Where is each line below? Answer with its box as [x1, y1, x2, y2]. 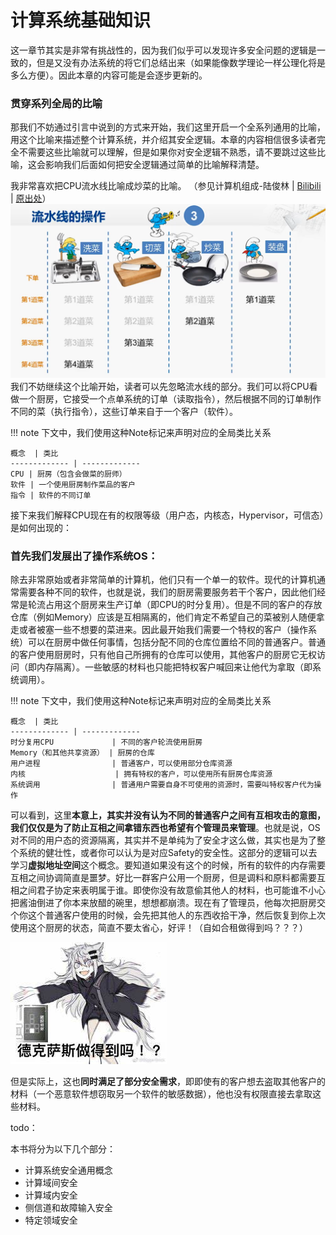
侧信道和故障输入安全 [24, 1202, 113, 1214]
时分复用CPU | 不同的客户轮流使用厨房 [10, 737, 203, 748]
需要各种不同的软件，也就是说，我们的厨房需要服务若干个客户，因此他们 [18, 586, 317, 598]
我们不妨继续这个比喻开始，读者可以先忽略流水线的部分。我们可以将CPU [10, 380, 310, 392]
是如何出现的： [10, 521, 72, 533]
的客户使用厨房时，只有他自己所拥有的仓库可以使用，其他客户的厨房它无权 [10, 649, 317, 661]
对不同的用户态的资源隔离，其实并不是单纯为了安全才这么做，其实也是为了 [10, 834, 317, 846]
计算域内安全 [24, 1189, 78, 1201]
